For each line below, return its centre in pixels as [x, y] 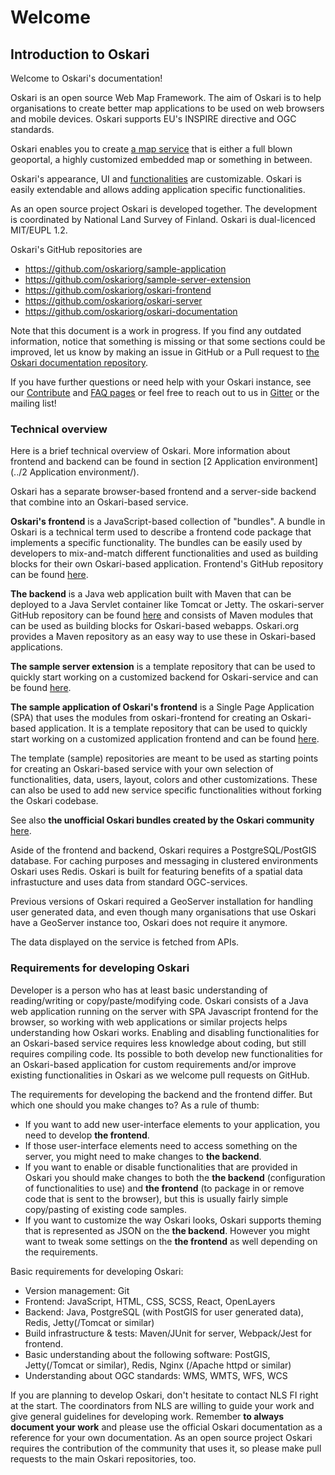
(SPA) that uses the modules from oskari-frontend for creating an [144, 718]
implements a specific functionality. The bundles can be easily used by [156, 543]
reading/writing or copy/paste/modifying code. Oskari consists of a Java [159, 1000]
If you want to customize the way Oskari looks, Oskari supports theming [173, 1220]
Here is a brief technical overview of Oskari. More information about [150, 451]
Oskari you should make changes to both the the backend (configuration [175, 1177]
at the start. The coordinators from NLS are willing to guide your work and [162, 1405]
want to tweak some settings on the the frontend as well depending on [171, 1241]
